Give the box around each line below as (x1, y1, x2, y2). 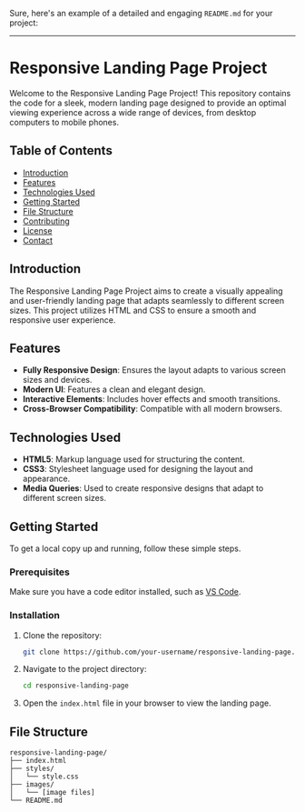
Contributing (22, 216, 70, 226)
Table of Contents (9, 143, 113, 158)
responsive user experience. (9, 314, 116, 326)
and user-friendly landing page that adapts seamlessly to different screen (9, 295, 285, 306)
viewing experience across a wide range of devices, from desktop (9, 106, 257, 117)
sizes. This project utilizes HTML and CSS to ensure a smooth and (9, 305, 257, 316)
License (22, 225, 53, 236)
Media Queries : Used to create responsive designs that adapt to (22, 483, 264, 494)
